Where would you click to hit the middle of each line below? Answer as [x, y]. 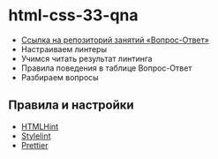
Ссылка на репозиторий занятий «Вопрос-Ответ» [115, 40]
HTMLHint [40, 126]
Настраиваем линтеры [64, 49]
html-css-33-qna [73, 15]
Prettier [34, 145]
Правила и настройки [71, 106]
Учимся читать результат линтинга [86, 58]
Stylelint [36, 136]
